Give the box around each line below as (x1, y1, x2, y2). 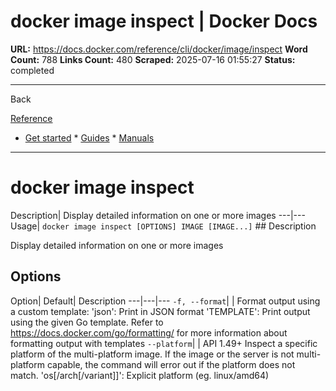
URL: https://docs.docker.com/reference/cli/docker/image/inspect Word (10, 43, 308, 55)
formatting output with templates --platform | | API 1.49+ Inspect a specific (10, 337, 318, 349)
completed (10, 64, 55, 76)
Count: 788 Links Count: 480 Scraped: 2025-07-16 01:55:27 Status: (10, 53, 296, 65)
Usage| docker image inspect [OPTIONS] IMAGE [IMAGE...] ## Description (10, 220, 317, 232)
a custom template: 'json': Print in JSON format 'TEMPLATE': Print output (10, 305, 311, 317)
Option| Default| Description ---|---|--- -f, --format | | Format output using (10, 295, 321, 307)
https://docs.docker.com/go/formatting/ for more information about (10, 326, 288, 339)
